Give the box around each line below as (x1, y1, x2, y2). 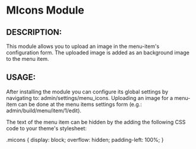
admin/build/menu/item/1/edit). (6, 107, 82, 114)
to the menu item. (6, 56, 49, 62)
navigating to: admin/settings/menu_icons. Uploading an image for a (6, 94, 173, 101)
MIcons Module (6, 4, 84, 17)
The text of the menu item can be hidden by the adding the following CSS (6, 118, 186, 125)
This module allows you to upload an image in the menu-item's (6, 43, 160, 50)
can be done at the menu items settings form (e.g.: (18, 101, 143, 108)
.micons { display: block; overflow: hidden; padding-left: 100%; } (6, 136, 164, 143)
